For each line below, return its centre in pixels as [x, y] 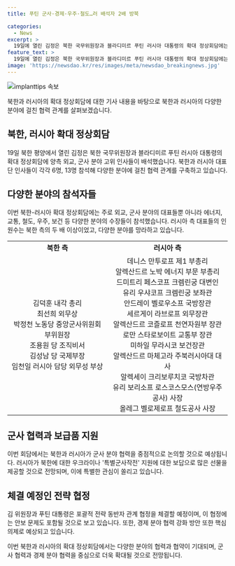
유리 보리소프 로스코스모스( [155, 388]
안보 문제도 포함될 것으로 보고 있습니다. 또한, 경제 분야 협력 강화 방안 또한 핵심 [121, 523]
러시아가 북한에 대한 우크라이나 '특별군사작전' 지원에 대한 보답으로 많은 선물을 [122, 463]
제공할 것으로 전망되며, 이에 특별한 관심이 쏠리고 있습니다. [86, 471]
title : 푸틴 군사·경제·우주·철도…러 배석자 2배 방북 [73, 14]
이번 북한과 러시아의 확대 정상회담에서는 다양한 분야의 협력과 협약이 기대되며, [112, 546]
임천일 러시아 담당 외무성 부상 [57, 367]
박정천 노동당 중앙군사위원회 [57, 325]
